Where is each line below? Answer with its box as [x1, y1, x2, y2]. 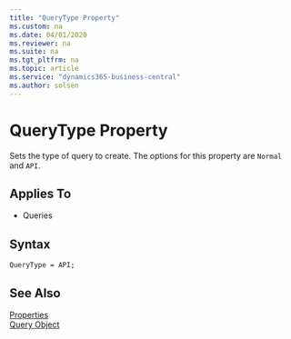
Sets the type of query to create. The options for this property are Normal [9, 150, 282, 161]
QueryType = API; [9, 261, 75, 270]
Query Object [9, 319, 60, 330]
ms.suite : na [9, 47, 59, 56]
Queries [22, 210, 53, 221]
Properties [9, 310, 49, 320]
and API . [9, 160, 41, 171]
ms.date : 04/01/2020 [9, 30, 88, 39]
